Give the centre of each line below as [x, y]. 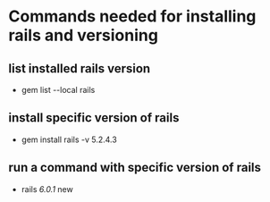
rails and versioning [83, 35]
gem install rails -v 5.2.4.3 [69, 139]
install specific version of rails [94, 118]
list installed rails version [80, 68]
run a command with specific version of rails [135, 168]
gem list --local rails [58, 90]
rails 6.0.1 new [47, 189]
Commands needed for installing [132, 17]
